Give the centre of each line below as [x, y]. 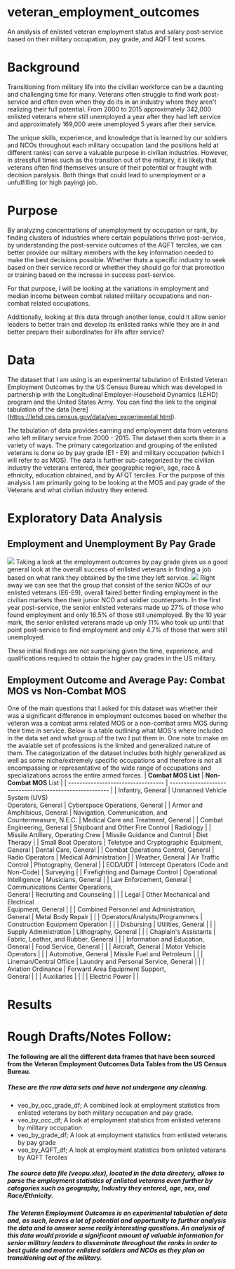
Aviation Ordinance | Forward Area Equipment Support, [87, 969]
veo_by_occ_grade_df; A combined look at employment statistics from [119, 1105]
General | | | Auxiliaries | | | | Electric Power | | [73, 976]
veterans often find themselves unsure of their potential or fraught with [110, 167]
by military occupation [50, 1127]
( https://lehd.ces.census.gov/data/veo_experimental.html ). [92, 416]
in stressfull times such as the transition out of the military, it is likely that [112, 160]
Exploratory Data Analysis [85, 518]
